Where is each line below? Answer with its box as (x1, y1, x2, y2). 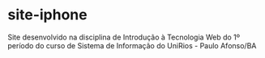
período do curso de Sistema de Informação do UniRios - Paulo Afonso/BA (7, 40, 257, 50)
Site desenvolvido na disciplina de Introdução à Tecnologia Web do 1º (7, 32, 241, 42)
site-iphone (7, 6, 88, 24)
